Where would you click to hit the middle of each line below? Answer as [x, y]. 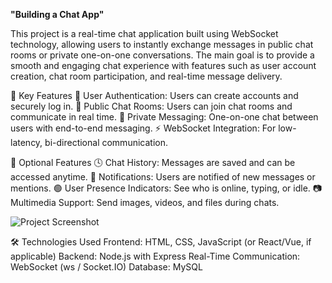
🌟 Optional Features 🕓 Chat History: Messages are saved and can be [153, 162]
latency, [26, 142]
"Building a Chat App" [57, 14]
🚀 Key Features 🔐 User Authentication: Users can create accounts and [154, 95]
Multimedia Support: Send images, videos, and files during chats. [145, 202]
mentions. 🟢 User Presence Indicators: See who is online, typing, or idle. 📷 [166, 188]
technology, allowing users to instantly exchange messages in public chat [162, 44]
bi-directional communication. [106, 142]
